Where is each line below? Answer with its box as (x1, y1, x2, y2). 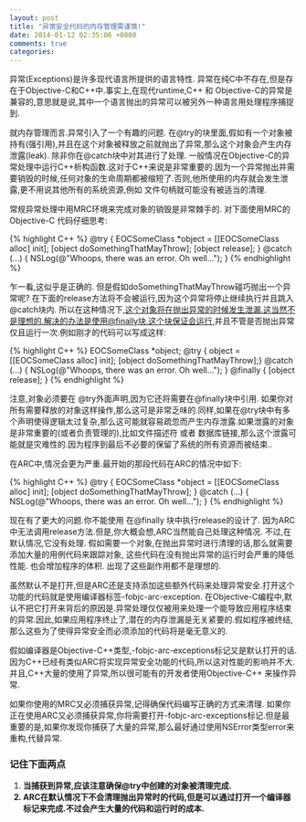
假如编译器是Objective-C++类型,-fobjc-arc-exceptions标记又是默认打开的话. (9, 645, 298, 656)
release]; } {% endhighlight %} (9, 374, 125, 385)
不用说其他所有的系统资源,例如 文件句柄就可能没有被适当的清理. (27, 184, 268, 195)
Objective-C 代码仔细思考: (9, 216, 108, 227)
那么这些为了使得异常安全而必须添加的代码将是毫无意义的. (9, 626, 228, 637)
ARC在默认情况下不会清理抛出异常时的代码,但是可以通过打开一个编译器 (22, 792, 291, 803)
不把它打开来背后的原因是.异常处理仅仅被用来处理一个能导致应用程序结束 (16, 603, 292, 614)
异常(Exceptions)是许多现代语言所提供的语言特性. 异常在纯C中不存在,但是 (9, 74, 286, 85)
